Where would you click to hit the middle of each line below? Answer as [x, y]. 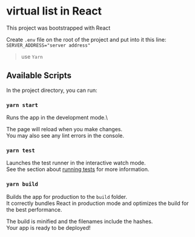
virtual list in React [54, 11]
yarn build [22, 184]
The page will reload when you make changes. [64, 129]
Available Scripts [39, 76]
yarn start [22, 105]
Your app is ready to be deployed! [48, 227]
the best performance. [34, 209]
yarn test [21, 150]
